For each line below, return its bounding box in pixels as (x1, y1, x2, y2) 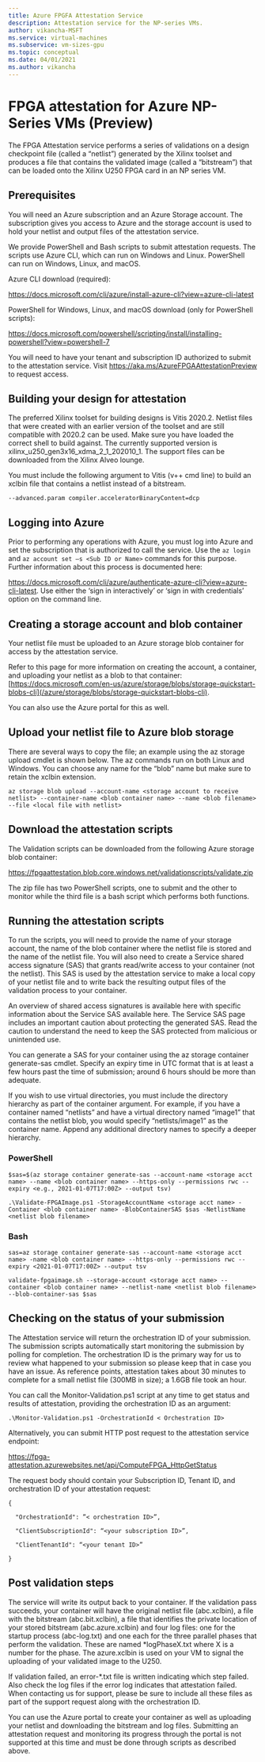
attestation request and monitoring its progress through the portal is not (8, 1729, 242, 1738)
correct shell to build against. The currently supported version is (8, 438, 218, 448)
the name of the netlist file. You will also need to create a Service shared (8, 952, 244, 961)
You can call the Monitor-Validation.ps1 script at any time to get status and (8, 1390, 250, 1400)
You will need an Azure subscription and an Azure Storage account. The (8, 209, 244, 219)
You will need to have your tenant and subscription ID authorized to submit (8, 352, 252, 361)
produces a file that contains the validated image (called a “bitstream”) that (8, 157, 253, 166)
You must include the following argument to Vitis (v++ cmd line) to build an (8, 471, 252, 480)
